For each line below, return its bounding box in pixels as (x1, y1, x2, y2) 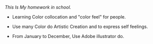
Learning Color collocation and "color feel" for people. (12, 14, 126, 19)
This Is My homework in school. (5, 4, 72, 10)
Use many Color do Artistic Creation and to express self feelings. (12, 23, 148, 29)
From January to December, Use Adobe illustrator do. (12, 33, 125, 39)
